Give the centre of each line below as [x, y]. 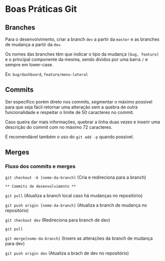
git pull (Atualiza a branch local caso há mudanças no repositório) [74, 195]
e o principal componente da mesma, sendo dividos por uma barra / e [77, 59]
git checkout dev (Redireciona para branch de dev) [58, 220]
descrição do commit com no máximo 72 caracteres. [59, 127]
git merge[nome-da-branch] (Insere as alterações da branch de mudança [79, 238]
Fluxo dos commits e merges [40, 166]
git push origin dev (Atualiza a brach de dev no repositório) [67, 253]
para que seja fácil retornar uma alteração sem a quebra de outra [71, 107]
